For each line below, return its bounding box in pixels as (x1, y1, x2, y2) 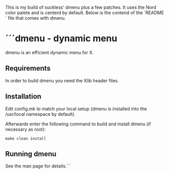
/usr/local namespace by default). (5, 111, 76, 117)
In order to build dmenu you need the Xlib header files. (5, 77, 119, 83)
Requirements (5, 64, 51, 73)
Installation (5, 92, 41, 101)
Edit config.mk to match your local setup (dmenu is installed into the (5, 106, 147, 112)
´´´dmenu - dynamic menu (5, 33, 117, 45)
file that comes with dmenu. (8, 15, 66, 21)
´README (144, 10, 164, 16)
